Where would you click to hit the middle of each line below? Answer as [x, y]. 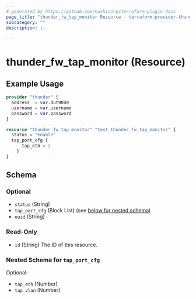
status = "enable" [34, 135]
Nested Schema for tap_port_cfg [53, 260]
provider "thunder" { [32, 97]
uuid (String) [29, 216]
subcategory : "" [26, 22]
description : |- [26, 28]
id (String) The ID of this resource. [56, 245]
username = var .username [41, 108]
